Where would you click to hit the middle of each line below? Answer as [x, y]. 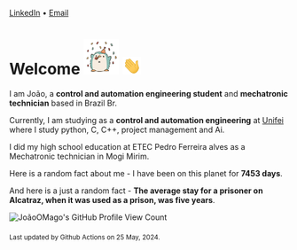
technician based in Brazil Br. [63, 103]
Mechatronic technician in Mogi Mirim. [79, 156]
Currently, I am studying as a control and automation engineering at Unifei [146, 120]
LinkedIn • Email [39, 13]
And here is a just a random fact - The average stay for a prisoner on [136, 191]
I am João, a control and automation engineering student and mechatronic [148, 93]
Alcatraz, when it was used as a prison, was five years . [112, 199]
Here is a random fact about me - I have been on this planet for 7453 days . [146, 173]
